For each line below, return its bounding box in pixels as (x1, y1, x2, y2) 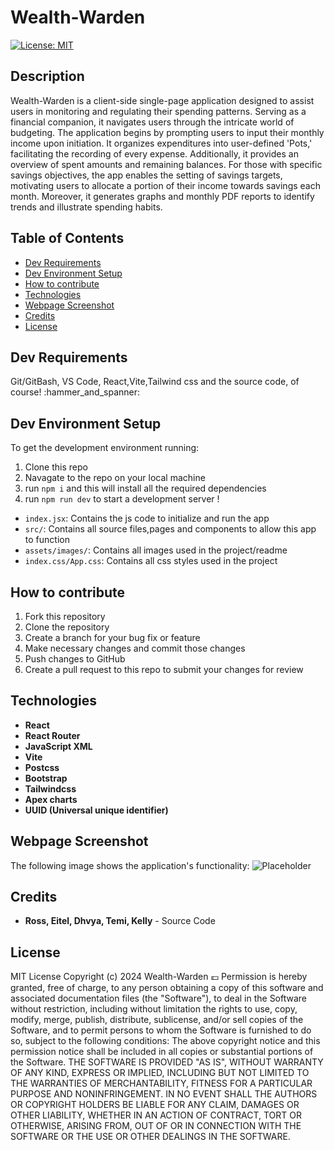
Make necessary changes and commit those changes (24, 642, 246, 654)
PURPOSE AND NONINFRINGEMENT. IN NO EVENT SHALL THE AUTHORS (10, 1088, 318, 1100)
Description (10, 68, 85, 85)
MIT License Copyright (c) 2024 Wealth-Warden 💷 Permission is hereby (10, 971, 308, 983)
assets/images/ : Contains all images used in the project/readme (24, 544, 288, 556)
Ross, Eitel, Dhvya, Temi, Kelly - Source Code (24, 915, 216, 927)
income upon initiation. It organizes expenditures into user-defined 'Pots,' (10, 137, 313, 149)
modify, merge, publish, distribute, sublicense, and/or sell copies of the (10, 1014, 304, 1026)
